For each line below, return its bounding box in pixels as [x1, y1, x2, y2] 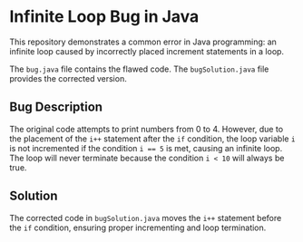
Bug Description [9, 100, 103, 115]
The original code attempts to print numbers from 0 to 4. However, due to [9, 123, 284, 134]
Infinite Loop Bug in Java [9, 6, 200, 27]
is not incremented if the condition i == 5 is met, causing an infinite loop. [9, 142, 283, 153]
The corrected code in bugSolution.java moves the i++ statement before [9, 212, 282, 223]
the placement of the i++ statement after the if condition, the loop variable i [9, 133, 296, 144]
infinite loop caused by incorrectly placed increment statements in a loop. [9, 45, 284, 56]
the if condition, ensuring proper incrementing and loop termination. [9, 222, 267, 233]
